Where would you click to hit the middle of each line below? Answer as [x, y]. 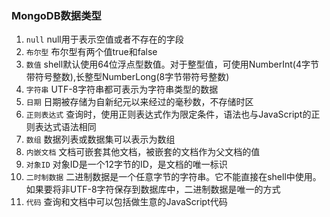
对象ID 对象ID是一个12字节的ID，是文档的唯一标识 [126, 164]
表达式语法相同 [65, 127]
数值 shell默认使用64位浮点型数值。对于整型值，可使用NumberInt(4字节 [172, 64]
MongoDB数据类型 [56, 15]
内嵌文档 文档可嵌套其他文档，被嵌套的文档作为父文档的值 [143, 152]
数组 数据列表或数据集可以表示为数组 [100, 139]
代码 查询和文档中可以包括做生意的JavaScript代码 [126, 202]
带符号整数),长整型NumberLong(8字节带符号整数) [127, 77]
